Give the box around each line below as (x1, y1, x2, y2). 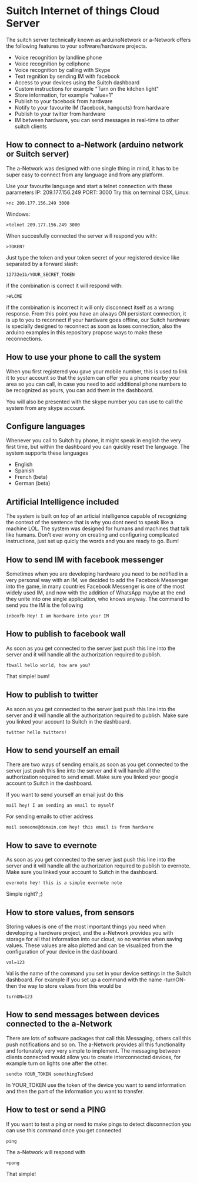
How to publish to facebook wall (6, 629, 126, 639)
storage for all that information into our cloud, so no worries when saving (6, 936, 183, 943)
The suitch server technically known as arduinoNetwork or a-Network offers (6, 36, 191, 43)
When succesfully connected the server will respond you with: (6, 232, 158, 239)
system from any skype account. (6, 404, 86, 411)
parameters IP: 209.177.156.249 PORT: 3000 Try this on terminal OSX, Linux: (6, 189, 190, 196)
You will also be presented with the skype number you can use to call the (6, 398, 183, 405)
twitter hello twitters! (6, 729, 67, 735)
